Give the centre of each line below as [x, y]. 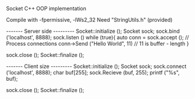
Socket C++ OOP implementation [46, 8]
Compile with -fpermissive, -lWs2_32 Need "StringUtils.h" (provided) [89, 20]
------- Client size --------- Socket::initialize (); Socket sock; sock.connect [96, 66]
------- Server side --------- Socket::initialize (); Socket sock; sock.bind [93, 31]
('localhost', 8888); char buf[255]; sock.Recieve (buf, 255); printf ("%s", [93, 72]
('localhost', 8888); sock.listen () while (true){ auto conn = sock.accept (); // [97, 37]
